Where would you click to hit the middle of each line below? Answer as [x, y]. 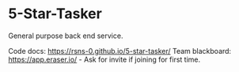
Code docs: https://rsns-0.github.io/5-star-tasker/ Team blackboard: [120, 51]
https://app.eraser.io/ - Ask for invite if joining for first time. [104, 59]
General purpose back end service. [66, 36]
